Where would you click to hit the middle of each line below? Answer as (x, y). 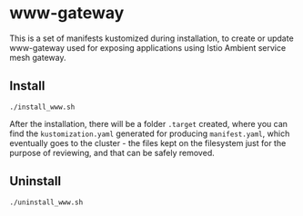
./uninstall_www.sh (46, 202)
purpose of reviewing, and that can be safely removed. (112, 152)
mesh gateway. (38, 57)
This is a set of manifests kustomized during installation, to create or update (151, 38)
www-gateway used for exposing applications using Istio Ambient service (148, 47)
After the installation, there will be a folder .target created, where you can (149, 123)
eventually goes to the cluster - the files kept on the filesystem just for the (148, 142)
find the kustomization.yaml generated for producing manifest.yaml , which (150, 133)
